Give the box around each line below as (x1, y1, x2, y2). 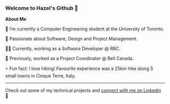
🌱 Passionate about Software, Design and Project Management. (5, 36, 138, 42)
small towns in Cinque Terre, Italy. (5, 73, 76, 79)
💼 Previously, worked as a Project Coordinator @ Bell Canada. (5, 55, 134, 61)
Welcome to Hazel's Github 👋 (5, 5, 78, 12)
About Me (5, 16, 27, 22)
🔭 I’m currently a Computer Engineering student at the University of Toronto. (5, 26, 164, 32)
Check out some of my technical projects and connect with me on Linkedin (5, 87, 161, 93)
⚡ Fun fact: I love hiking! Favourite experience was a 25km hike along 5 (5, 65, 153, 72)
